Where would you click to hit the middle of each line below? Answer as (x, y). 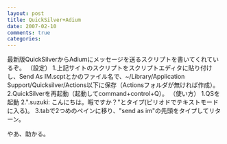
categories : (24, 39)
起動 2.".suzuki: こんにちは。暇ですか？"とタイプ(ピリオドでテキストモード (113, 102)
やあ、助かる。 (28, 134)
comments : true (29, 33)
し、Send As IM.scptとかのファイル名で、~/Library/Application (96, 77)
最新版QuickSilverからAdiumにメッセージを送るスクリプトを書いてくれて (110, 60)
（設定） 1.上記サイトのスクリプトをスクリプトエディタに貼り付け (119, 68)
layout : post (26, 13)
